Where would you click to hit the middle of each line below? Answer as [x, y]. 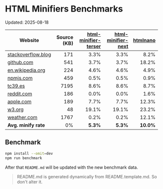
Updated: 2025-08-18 [27, 22]
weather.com [23, 117]
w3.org [16, 109]
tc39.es [16, 86]
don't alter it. [30, 182]
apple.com [19, 102]
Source [65, 37]
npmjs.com [20, 78]
